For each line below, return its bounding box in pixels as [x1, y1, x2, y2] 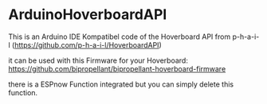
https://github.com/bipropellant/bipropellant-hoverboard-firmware [8, 64, 226, 73]
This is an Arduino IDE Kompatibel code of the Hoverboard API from [8, 32, 231, 41]
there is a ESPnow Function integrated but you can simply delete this [8, 79, 234, 89]
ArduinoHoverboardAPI [8, 6, 167, 24]
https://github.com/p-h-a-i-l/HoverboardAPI [14, 40, 159, 49]
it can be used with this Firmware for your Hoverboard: [8, 56, 189, 65]
